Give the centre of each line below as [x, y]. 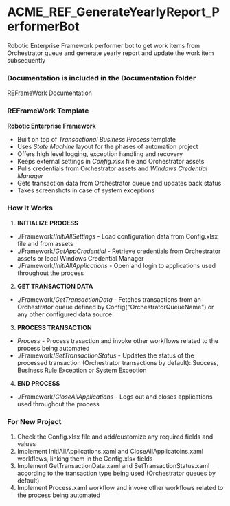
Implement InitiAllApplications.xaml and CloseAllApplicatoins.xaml [110, 452]
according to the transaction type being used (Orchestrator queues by [116, 473]
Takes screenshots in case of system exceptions [86, 190]
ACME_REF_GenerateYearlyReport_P [113, 12]
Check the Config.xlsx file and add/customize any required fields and [115, 437]
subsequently [26, 60]
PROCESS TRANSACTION [54, 327]
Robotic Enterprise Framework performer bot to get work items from [104, 45]
